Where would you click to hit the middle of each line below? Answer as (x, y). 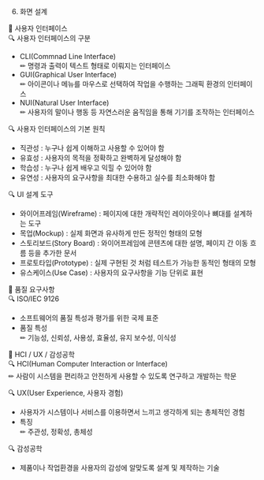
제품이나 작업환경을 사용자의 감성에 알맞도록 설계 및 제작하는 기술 (119, 468)
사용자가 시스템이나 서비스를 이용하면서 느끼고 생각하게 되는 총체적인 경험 (132, 412)
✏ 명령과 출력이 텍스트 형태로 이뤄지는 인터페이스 (95, 66)
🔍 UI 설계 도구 (31, 194)
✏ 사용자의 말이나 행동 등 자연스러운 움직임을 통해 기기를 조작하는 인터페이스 (137, 112)
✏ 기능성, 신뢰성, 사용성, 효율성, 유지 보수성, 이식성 (98, 338)
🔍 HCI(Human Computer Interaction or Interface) (88, 364)
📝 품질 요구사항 (32, 289)
